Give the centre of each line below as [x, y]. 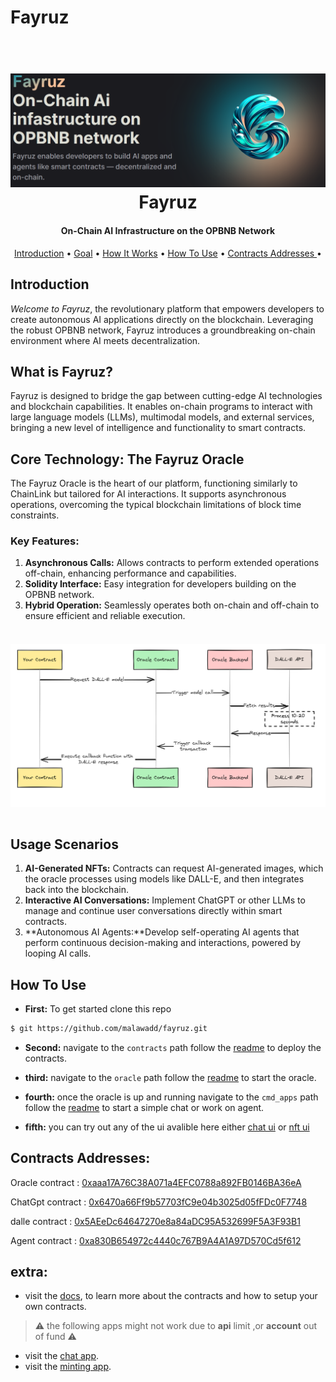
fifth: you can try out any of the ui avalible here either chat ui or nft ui [167, 1127]
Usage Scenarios [64, 844]
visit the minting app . [68, 1367]
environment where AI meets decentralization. [105, 340]
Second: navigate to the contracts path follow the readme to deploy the [173, 1047]
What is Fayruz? [62, 371]
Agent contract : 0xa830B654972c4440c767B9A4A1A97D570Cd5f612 [156, 1240]
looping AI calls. [58, 953]
